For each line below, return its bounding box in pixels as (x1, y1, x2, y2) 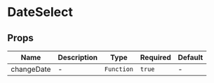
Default (178, 53, 203, 62)
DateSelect (7, 4, 74, 20)
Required (140, 53, 172, 62)
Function (104, 66, 134, 73)
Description (58, 53, 98, 62)
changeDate (11, 64, 51, 74)
